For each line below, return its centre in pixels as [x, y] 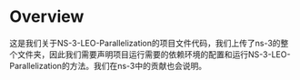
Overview [47, 17]
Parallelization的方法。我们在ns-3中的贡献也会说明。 [108, 65]
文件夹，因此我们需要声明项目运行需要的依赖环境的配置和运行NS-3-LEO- [154, 54]
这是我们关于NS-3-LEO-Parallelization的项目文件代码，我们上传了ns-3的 [145, 43]
